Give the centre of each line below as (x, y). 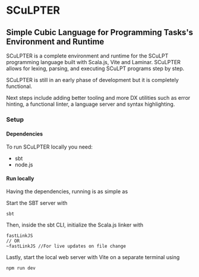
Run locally (20, 178)
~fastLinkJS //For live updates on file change (66, 246)
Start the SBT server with (37, 203)
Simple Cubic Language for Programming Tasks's (100, 32)
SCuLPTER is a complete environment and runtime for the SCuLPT (87, 56)
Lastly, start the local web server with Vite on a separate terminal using (93, 257)
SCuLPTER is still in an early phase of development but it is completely (93, 80)
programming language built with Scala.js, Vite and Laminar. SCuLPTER (94, 62)
